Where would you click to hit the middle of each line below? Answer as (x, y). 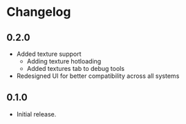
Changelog (39, 12)
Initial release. (36, 114)
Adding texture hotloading (64, 61)
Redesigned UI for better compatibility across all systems (98, 76)
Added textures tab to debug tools (76, 69)
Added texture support (49, 54)
